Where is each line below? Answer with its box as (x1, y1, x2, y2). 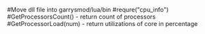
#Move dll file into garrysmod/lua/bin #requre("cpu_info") (7, 6, 169, 13)
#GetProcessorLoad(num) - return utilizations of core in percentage (7, 20, 198, 27)
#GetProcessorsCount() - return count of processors (7, 13, 156, 21)
